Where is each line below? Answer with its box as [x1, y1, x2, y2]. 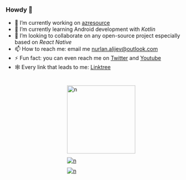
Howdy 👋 [5, 5, 33, 14]
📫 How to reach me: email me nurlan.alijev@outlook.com [14, 45, 158, 53]
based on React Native [14, 39, 72, 46]
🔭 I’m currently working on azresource [14, 19, 110, 27]
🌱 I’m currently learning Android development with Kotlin [14, 25, 156, 33]
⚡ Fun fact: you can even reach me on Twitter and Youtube [14, 55, 161, 62]
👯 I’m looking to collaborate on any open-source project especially [14, 32, 181, 39]
